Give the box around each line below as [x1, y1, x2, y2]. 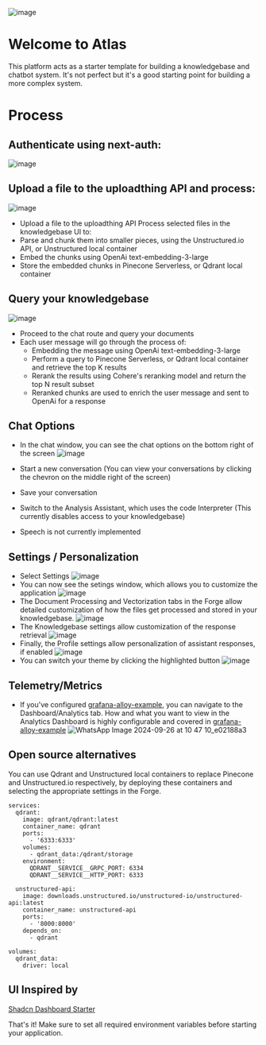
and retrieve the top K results [31, 362, 127, 372]
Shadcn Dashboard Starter [8, 1004, 95, 1013]
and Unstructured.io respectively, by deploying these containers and [8, 777, 233, 787]
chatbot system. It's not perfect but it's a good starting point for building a [8, 70, 251, 79]
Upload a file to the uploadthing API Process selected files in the [19, 219, 230, 228]
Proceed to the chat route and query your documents [19, 328, 195, 338]
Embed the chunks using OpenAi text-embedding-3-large [19, 252, 209, 261]
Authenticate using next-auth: [8, 137, 161, 151]
